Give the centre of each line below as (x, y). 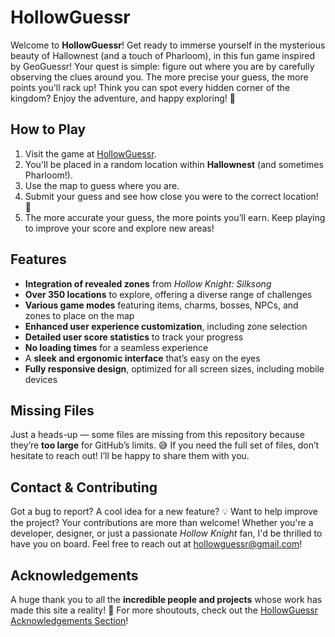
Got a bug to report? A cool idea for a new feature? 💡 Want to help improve (164, 512)
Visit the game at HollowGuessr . (90, 153)
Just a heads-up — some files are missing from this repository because (157, 435)
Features (38, 259)
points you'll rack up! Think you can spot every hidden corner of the (150, 87)
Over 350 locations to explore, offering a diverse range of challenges (168, 294)
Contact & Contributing (84, 487)
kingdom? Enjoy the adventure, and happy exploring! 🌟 (123, 98)
